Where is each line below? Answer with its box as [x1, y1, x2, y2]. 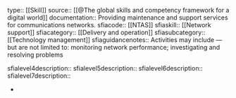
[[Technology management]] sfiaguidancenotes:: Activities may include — [7, 36, 223, 44]
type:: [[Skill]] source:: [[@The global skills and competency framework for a [7, 6, 230, 14]
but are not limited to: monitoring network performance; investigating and [7, 43, 221, 51]
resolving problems [7, 50, 63, 59]
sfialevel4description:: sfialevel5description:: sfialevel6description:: [7, 64, 203, 72]
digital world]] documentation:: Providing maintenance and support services [7, 13, 228, 22]
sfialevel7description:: [7, 71, 71, 80]
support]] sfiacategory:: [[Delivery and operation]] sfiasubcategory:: [7, 28, 206, 36]
